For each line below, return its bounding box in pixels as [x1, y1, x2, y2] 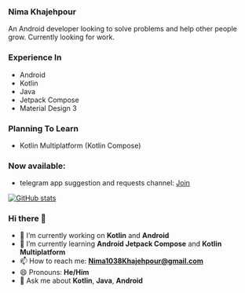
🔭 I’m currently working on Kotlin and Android [19, 231, 170, 240]
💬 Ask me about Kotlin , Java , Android [19, 276, 144, 285]
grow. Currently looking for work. [8, 32, 115, 42]
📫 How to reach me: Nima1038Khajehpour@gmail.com [19, 256, 204, 266]
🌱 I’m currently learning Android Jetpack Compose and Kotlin [19, 239, 222, 249]
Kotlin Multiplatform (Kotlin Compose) [19, 141, 141, 150]
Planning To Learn [8, 123, 79, 134]
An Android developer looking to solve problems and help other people [8, 24, 237, 34]
